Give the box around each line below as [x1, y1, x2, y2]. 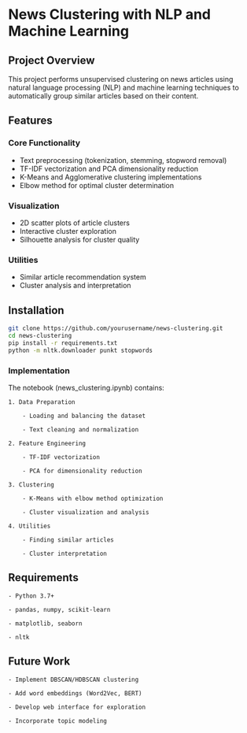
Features [8, 114, 53, 128]
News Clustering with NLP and [8, 6, 211, 24]
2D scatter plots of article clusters [19, 218, 130, 228]
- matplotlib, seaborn [8, 620, 83, 627]
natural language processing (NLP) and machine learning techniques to [8, 83, 240, 92]
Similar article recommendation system [19, 272, 147, 282]
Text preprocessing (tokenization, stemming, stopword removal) [19, 155, 227, 165]
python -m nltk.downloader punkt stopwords [8, 346, 153, 354]
